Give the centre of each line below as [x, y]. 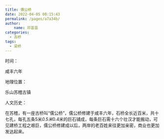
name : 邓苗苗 [26, 28]
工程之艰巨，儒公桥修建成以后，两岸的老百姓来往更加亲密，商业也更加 [89, 125]
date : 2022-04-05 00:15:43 [33, 14]
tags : [11, 42]
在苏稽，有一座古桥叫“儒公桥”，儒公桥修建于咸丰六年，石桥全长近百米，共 [80, 113]
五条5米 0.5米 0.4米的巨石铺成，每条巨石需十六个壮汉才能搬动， [90, 119]
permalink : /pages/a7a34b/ [33, 19]
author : [13, 23]
